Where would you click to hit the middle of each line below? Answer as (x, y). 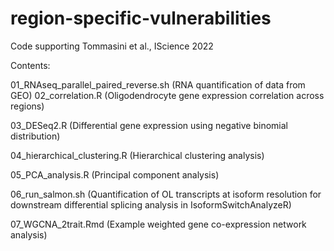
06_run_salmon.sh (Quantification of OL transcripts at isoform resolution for (166, 194)
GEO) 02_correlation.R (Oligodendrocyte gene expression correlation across (167, 95)
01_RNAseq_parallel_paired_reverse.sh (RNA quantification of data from (158, 84)
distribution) (35, 136)
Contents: (30, 65)
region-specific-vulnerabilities (141, 18)
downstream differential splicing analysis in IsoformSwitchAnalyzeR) (151, 204)
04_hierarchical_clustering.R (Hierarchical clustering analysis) (137, 155)
